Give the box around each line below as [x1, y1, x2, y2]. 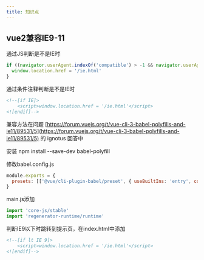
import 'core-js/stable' [6, 208, 69, 214]
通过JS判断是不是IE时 [6, 50, 61, 58]
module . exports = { [6, 173, 56, 179]
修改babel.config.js [6, 160, 55, 168]
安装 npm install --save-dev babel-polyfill [6, 147, 110, 155]
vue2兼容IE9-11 [6, 33, 65, 43]
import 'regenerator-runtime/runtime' [6, 213, 104, 219]
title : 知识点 [6, 9, 39, 15]
